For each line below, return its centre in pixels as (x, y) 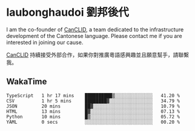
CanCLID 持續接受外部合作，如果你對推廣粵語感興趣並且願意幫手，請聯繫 (98, 54)
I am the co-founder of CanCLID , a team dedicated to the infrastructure (95, 29)
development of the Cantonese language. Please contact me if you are (94, 36)
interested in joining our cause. (45, 42)
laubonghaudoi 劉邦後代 (68, 12)
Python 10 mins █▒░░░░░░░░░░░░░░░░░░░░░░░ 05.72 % (93, 117)
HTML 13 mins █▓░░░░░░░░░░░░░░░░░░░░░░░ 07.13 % (93, 111)
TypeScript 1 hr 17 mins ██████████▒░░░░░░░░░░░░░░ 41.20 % (93, 95)
